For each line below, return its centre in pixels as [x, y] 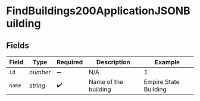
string [37, 86]
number [40, 72]
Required [70, 62]
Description [113, 62]
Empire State [162, 82]
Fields [18, 45]
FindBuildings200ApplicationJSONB [98, 11]
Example [167, 62]
